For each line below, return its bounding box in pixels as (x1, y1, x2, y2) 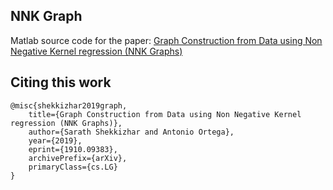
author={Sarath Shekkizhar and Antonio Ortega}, (28, 127, 235, 137)
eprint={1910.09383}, (28, 144, 118, 154)
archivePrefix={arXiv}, (28, 153, 128, 163)
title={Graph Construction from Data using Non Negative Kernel (28, 109, 302, 119)
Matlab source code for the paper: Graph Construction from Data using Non (10, 34, 323, 46)
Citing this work (10, 74, 112, 91)
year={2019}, (28, 135, 83, 146)
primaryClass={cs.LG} (28, 162, 118, 172)
